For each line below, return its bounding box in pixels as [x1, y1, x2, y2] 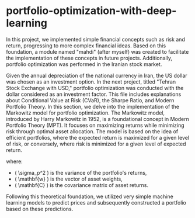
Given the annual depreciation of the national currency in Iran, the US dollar [6, 72, 188, 79]
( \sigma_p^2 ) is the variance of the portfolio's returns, [14, 169, 147, 176]
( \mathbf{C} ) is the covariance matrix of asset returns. [14, 181, 149, 188]
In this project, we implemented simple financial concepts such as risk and [6, 36, 185, 43]
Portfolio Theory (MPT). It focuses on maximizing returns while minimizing [6, 122, 185, 129]
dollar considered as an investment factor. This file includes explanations [6, 91, 182, 98]
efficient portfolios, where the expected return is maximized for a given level [6, 134, 190, 141]
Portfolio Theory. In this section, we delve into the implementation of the [6, 103, 180, 110]
